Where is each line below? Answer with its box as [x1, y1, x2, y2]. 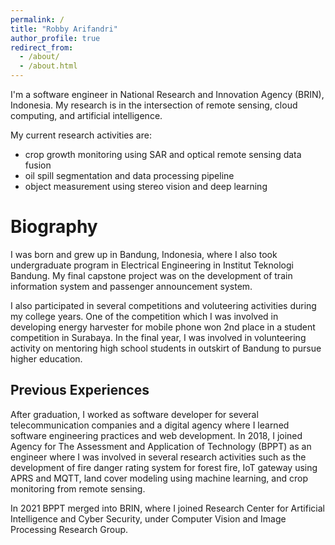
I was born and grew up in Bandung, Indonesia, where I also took [10, 248, 278, 260]
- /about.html [19, 61, 78, 71]
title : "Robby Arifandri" [10, 24, 118, 34]
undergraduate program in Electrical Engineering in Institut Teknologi [10, 259, 294, 271]
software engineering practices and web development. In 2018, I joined [10, 429, 303, 441]
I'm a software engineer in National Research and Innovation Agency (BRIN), [10, 89, 325, 100]
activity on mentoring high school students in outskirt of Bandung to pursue [10, 342, 322, 354]
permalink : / [10, 14, 65, 25]
